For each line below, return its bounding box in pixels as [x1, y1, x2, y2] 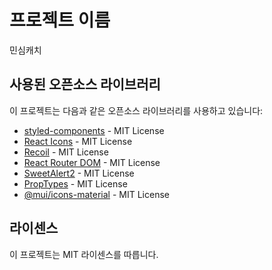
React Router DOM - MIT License [23, 156, 161, 168]
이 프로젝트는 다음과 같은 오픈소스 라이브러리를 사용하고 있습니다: [9, 104, 264, 116]
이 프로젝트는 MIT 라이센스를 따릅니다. [9, 248, 159, 260]
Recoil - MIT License [23, 146, 109, 158]
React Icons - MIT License [23, 135, 133, 147]
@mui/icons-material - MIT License [23, 188, 170, 200]
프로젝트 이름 [9, 9, 111, 32]
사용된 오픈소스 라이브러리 [9, 76, 161, 93]
